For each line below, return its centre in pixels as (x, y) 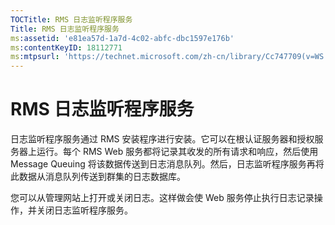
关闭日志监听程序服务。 (84, 210)
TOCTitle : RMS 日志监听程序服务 (71, 19)
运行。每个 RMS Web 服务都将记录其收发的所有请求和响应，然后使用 (177, 152)
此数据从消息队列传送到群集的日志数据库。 (98, 177)
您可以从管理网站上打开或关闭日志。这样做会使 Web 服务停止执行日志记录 (162, 198)
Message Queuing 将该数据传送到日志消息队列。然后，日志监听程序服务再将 (167, 164)
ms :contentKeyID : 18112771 (66, 47)
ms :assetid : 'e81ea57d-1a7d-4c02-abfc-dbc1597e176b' (122, 38)
